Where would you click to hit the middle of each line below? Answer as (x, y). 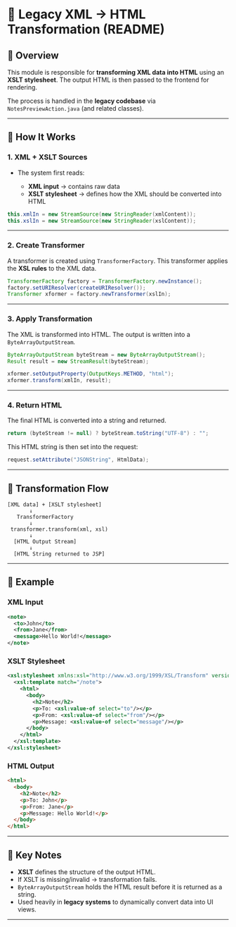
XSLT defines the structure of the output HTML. (86, 872)
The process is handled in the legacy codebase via (81, 101)
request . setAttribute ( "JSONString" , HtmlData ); (78, 460)
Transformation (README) (86, 29)
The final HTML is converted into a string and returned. (87, 420)
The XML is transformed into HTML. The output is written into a (99, 334)
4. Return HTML (35, 405)
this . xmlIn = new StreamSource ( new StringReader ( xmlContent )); (102, 214)
